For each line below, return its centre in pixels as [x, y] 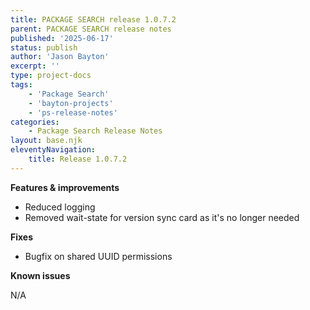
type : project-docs [51, 76]
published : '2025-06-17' [62, 38]
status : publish [44, 47]
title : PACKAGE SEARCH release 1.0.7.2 [93, 19]
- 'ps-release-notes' [73, 112]
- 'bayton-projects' [71, 103]
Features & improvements [65, 187]
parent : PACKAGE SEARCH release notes [91, 29]
